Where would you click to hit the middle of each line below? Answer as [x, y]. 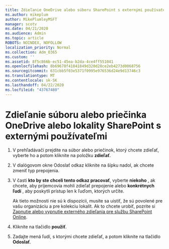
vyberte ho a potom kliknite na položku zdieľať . [62, 156]
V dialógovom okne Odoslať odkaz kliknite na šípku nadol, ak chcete [83, 165]
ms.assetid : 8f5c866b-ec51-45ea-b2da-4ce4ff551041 [59, 62]
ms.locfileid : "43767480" [32, 90]
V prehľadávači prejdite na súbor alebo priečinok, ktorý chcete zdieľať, [86, 150]
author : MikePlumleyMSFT [31, 19]
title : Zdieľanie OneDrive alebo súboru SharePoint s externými [74, 10]
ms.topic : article [24, 38]
